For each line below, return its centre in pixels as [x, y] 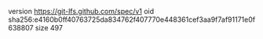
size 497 [49, 28]
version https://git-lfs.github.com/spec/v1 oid [81, 11]
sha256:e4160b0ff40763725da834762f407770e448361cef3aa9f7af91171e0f [132, 19]
